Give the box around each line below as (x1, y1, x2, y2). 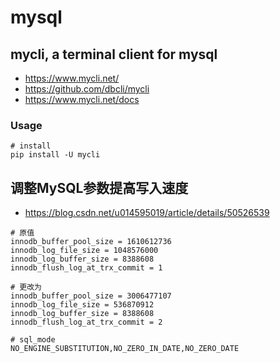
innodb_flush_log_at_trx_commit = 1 (10, 263, 163, 273)
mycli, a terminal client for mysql (10, 46, 218, 63)
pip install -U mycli (10, 150, 101, 160)
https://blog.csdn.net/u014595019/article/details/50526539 (24, 207, 270, 219)
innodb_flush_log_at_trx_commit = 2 (10, 317, 163, 328)
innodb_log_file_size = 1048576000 (10, 246, 159, 256)
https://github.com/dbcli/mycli (24, 83, 150, 95)
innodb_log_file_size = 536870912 (10, 300, 155, 310)
